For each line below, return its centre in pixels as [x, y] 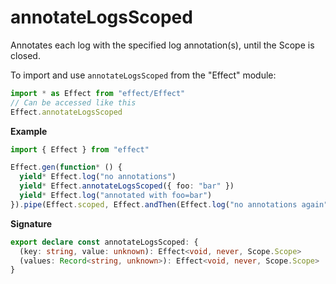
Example [29, 131]
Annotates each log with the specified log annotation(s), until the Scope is [162, 45]
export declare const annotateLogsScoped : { [104, 242]
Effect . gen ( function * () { [66, 167]
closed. [25, 55]
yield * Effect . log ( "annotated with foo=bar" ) [116, 196]
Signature [31, 223]
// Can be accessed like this [73, 102]
